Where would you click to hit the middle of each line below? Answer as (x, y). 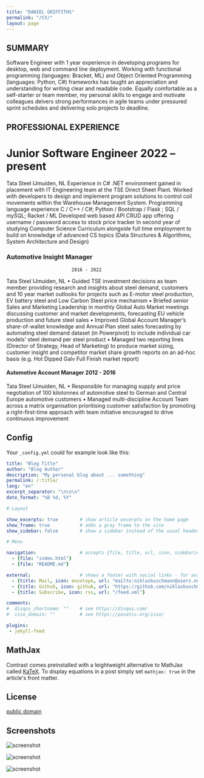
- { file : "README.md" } (40, 564)
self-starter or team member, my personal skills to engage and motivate (96, 95)
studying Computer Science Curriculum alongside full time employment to (99, 228)
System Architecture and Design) (48, 241)
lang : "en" (20, 486)
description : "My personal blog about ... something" (76, 475)
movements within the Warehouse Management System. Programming (95, 202)
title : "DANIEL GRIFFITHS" (40, 12)
